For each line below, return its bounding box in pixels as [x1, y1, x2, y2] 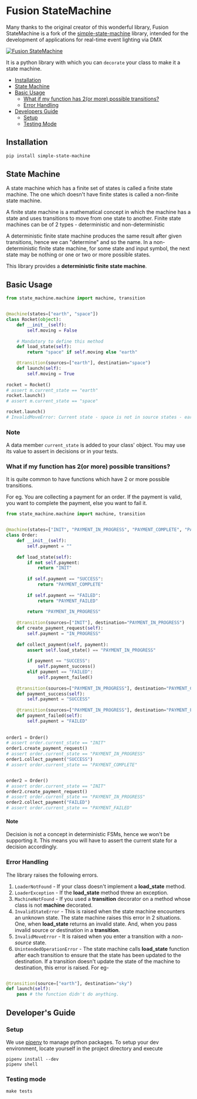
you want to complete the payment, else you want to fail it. [6, 500, 148, 507]
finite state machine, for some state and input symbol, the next [39, 245, 190, 252]
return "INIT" [37, 565, 72, 571]
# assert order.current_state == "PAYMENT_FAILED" [6, 805, 133, 811]
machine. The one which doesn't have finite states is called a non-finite [6, 191, 179, 198]
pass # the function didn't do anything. [16, 991, 119, 997]
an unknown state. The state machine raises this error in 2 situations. [14, 914, 182, 921]
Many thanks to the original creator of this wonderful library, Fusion [6, 24, 169, 31]
